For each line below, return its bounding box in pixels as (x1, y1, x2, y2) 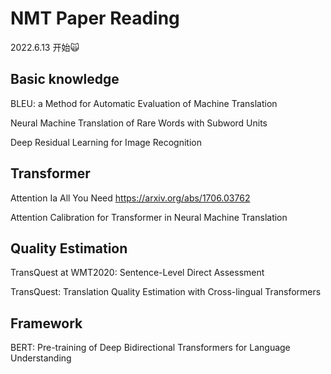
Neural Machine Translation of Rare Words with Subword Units (10, 117, 268, 129)
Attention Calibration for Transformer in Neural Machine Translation (10, 211, 288, 223)
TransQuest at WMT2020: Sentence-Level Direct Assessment (10, 267, 265, 279)
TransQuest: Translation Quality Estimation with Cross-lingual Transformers (10, 286, 322, 298)
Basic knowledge (10, 71, 120, 88)
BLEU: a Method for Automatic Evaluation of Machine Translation (10, 97, 278, 109)
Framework (10, 315, 83, 332)
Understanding (10, 352, 72, 364)
